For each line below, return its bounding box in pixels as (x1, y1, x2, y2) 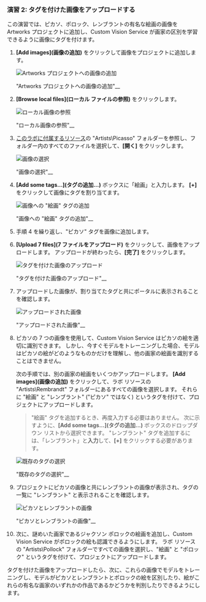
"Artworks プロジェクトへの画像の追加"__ (15, 83, 120, 90)
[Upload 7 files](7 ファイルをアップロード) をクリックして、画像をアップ (15, 241, 200, 249)
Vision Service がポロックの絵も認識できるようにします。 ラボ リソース (15, 538, 196, 546)
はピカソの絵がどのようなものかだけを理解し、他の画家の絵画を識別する (15, 350, 199, 357)
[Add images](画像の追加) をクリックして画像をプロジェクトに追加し (15, 49, 191, 56)
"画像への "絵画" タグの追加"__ (15, 215, 94, 222)
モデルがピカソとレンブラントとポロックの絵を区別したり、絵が (33, 574, 195, 581)
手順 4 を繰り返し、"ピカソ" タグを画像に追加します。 (15, 228, 153, 235)
